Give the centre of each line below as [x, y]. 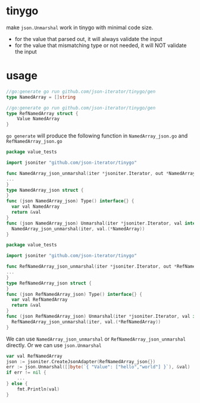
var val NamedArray [36, 207]
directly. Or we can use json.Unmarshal [54, 345]
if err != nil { [26, 373]
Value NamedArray [38, 119]
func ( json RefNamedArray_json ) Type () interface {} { [74, 294]
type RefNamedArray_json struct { [49, 283]
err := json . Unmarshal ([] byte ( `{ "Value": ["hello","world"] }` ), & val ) [98, 367]
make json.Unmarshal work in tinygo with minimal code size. [80, 27]
